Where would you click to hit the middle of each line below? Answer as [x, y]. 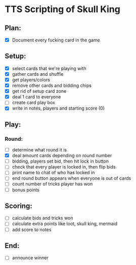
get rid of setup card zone [39, 91]
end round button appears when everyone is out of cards [72, 178]
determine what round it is [39, 150]
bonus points [26, 190]
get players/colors [31, 80]
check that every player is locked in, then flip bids [64, 167]
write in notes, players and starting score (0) [58, 108]
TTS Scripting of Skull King [63, 9]
